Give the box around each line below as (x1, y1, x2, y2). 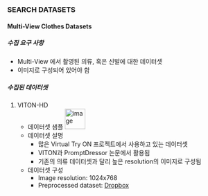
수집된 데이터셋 (7, 83, 49, 91)
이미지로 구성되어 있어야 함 (17, 66, 90, 74)
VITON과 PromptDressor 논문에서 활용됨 (37, 149, 150, 157)
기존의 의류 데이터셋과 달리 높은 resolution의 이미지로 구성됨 (37, 157, 202, 166)
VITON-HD (17, 101, 49, 109)
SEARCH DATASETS (7, 5, 76, 15)
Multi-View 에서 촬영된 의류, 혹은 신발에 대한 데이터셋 (17, 57, 163, 66)
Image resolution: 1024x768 (37, 174, 118, 182)
